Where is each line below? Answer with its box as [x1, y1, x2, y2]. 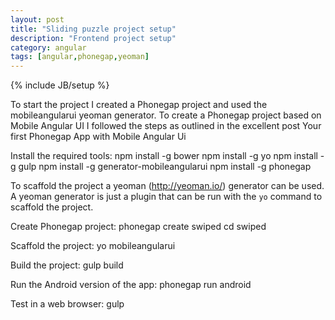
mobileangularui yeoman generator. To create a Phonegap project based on [10, 109, 322, 121]
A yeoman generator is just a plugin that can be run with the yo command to [10, 191, 323, 203]
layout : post [10, 14, 65, 25]
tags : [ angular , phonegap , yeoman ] [10, 52, 150, 62]
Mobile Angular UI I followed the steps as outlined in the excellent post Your [10, 120, 322, 132]
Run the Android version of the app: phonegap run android [10, 279, 252, 291]
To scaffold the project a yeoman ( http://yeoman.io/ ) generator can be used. [10, 180, 325, 192]
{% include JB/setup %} [10, 79, 110, 91]
